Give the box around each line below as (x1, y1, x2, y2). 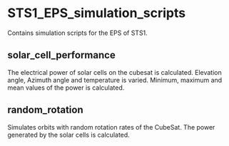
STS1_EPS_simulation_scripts (7, 5, 186, 21)
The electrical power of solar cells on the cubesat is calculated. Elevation (7, 68, 223, 76)
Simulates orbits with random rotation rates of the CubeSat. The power (7, 122, 215, 131)
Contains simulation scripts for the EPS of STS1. (7, 28, 148, 37)
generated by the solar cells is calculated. (7, 130, 130, 139)
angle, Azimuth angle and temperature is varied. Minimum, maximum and (7, 75, 223, 84)
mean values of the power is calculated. (7, 83, 125, 92)
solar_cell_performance (7, 49, 116, 61)
